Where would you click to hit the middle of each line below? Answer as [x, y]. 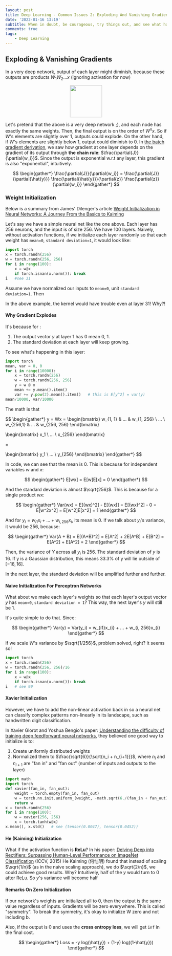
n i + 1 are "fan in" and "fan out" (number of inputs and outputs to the [84, 764]
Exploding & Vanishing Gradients [59, 59]
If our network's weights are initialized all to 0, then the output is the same [83, 901]
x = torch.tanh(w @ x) [36, 822]
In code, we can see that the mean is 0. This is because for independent [81, 464]
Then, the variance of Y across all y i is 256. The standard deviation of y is [83, 552]
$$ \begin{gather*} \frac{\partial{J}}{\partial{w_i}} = [68, 173]
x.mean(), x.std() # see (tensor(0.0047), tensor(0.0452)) [72, 827]
